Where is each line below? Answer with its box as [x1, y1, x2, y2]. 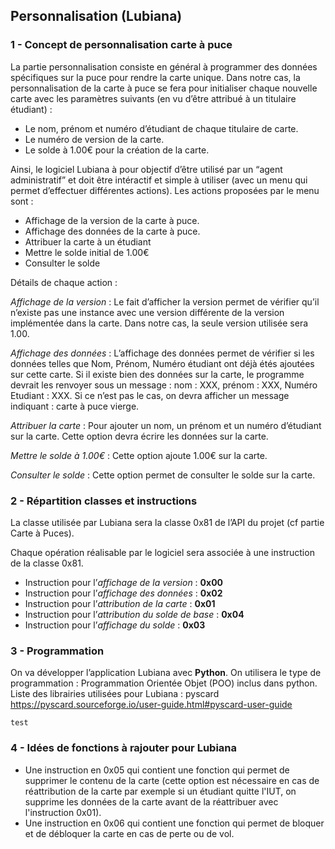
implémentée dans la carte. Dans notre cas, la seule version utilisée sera [10, 317, 309, 329]
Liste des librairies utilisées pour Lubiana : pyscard [10, 688, 220, 700]
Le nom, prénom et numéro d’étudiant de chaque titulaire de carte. [24, 122, 299, 134]
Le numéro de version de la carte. [24, 133, 165, 145]
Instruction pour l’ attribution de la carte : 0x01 [24, 597, 216, 609]
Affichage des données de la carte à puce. [24, 225, 201, 237]
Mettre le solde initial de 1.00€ [24, 246, 150, 258]
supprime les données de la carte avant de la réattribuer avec [24, 795, 279, 808]
